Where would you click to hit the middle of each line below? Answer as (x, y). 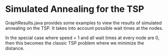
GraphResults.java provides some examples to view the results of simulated (83, 23)
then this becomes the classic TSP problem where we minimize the (75, 43)
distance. (15, 48)
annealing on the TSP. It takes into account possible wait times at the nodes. (84, 28)
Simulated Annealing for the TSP (75, 9)
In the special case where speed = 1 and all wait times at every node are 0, (82, 38)
